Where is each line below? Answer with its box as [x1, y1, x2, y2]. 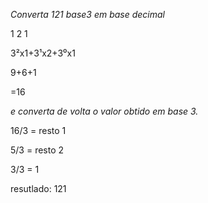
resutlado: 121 [10, 183, 67, 194]
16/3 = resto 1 [10, 125, 67, 136]
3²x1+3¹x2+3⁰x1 [10, 47, 76, 59]
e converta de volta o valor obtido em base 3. [10, 105, 199, 117]
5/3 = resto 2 [10, 144, 65, 156]
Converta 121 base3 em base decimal [10, 9, 166, 20]
